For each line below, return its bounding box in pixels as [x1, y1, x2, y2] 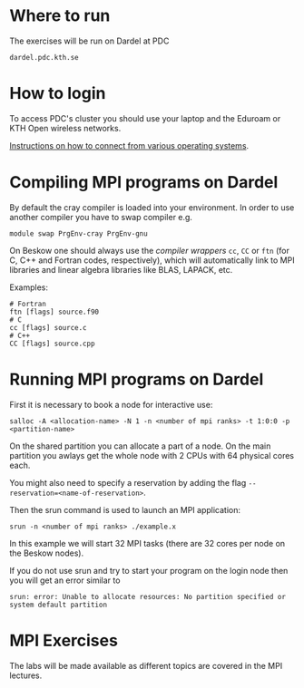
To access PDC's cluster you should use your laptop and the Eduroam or [9, 112, 281, 123]
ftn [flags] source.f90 [9, 307, 100, 316]
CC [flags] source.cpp [9, 339, 95, 348]
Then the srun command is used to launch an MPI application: [9, 504, 241, 515]
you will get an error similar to [9, 575, 121, 586]
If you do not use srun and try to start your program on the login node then [9, 565, 289, 576]
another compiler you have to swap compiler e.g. [9, 211, 193, 222]
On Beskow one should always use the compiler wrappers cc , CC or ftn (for [9, 245, 290, 256]
